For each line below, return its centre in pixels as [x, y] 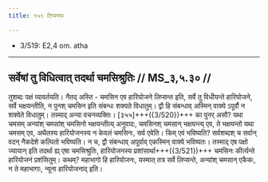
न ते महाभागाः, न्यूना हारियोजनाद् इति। [56, 169]
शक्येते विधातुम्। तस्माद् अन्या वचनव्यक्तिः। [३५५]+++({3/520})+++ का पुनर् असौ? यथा [126, 115]
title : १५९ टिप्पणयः [36, 16]
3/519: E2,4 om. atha [54, 45]
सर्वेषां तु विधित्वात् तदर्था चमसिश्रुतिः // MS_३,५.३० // [110, 78]
